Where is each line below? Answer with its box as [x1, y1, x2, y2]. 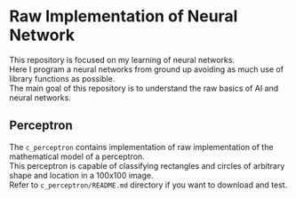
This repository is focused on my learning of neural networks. [9, 54, 236, 65]
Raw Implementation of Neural [9, 6, 238, 27]
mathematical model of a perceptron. [9, 151, 145, 162]
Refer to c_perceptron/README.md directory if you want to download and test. [9, 179, 288, 190]
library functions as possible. [9, 73, 116, 84]
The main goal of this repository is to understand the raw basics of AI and [9, 83, 279, 93]
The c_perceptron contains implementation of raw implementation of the [9, 141, 274, 152]
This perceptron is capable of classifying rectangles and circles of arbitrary [9, 160, 285, 171]
